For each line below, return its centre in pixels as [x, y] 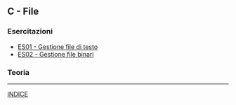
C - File [23, 12]
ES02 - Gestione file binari [55, 54]
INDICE [18, 94]
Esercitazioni [30, 31]
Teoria [19, 72]
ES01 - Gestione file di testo [58, 47]
